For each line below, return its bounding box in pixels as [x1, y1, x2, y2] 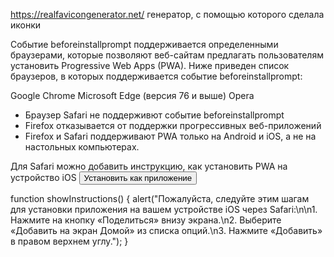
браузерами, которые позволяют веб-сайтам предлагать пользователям [10, 49, 324, 61]
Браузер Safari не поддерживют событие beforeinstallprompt [24, 109, 285, 121]
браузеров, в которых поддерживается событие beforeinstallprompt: [10, 70, 303, 82]
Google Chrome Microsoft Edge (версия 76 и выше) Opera [10, 90, 255, 101]
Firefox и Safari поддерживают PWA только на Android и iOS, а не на [24, 130, 317, 142]
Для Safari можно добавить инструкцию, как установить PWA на [10, 160, 288, 172]
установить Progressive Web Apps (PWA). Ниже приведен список [10, 60, 290, 71]
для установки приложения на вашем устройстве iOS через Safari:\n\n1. [10, 204, 318, 215]
